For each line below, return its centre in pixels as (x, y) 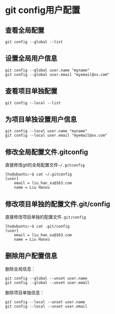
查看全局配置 (25, 30)
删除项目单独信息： (25, 293)
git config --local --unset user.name (45, 302)
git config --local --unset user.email (46, 306)
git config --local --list (33, 103)
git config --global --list (34, 42)
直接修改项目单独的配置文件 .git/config (46, 217)
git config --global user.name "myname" (48, 70)
